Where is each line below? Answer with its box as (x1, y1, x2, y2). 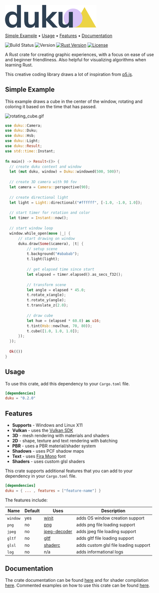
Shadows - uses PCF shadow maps (12, 448, 84, 454)
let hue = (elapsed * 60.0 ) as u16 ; (26, 318, 101, 323)
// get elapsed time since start (26, 267, 95, 272)
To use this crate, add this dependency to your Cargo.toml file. (5, 381, 130, 386)
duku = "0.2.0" (5, 396, 36, 401)
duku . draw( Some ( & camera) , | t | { (18, 241, 84, 246)
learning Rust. (5, 62, 33, 68)
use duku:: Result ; (5, 144, 42, 149)
